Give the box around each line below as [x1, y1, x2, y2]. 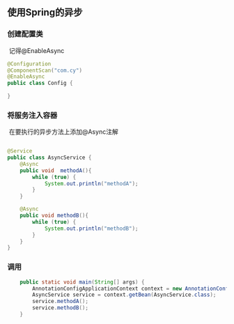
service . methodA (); [32, 298, 89, 305]
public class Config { [7, 79, 73, 87]
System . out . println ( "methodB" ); [44, 225, 139, 232]
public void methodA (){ [19, 167, 92, 174]
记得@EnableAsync [8, 46, 65, 54]
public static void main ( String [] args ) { [19, 278, 145, 286]
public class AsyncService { [7, 154, 92, 162]
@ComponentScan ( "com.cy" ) [7, 67, 82, 74]
